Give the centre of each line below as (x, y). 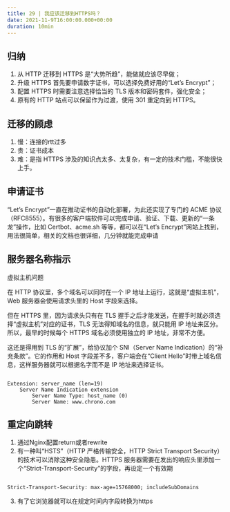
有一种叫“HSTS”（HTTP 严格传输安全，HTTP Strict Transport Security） (120, 451)
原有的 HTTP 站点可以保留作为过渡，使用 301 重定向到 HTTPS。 (108, 100)
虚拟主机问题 (25, 277)
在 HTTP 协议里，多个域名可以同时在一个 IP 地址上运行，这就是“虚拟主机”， (115, 292)
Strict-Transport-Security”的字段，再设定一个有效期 (99, 468)
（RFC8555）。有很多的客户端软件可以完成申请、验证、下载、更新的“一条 (111, 218)
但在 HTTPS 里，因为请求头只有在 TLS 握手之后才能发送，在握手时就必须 (111, 315)
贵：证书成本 (35, 150)
